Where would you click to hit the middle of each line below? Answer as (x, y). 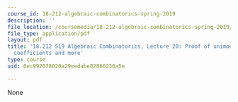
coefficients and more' (49, 53)
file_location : (30, 27)
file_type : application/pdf (49, 33)
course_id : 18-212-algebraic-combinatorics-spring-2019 (91, 14)
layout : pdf (25, 40)
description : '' (31, 20)
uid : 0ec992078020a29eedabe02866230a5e (66, 66)
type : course (27, 60)
